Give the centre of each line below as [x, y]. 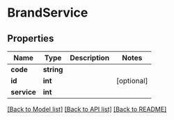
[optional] [132, 81]
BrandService [48, 13]
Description [89, 58]
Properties [31, 38]
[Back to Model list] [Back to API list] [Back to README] [87, 109]
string [53, 69]
